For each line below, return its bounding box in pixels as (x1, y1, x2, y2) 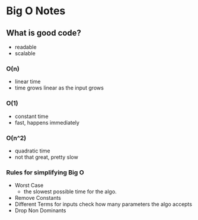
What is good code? (6, 28, 82, 38)
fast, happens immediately (14, 119, 80, 126)
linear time (14, 78, 41, 85)
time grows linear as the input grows (14, 84, 104, 91)
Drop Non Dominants (14, 207, 66, 214)
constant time (14, 113, 49, 120)
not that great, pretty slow (14, 153, 78, 161)
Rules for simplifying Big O (6, 168, 84, 176)
